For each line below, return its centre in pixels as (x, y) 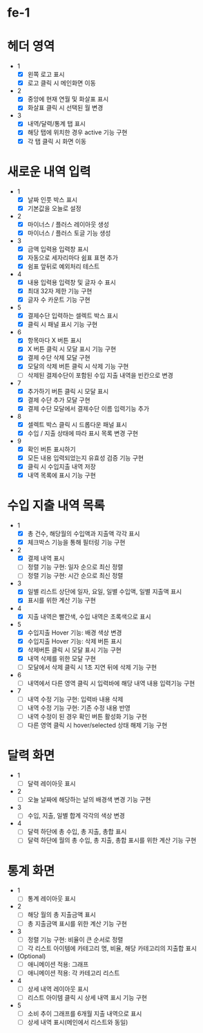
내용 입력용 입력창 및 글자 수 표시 (71, 282)
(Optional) (31, 956)
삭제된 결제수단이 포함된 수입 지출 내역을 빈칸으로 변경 (100, 375)
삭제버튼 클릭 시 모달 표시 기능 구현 (75, 650)
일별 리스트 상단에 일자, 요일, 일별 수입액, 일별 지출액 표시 (105, 592)
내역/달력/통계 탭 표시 (57, 124)
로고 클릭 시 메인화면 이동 (62, 83)
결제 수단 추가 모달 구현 (59, 400)
